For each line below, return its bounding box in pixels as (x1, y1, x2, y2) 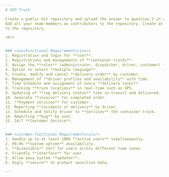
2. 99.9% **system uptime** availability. (5, 141, 96, 146)
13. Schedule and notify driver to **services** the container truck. (5, 109, 156, 114)
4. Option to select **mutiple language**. (5, 67, 98, 72)
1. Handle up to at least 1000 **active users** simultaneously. (5, 137, 145, 142)
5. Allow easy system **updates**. (5, 155, 80, 160)
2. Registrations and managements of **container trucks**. (5, 58, 134, 63)
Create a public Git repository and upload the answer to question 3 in (5, 16, 161, 22)
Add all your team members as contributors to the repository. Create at (5, 21, 163, 26)
